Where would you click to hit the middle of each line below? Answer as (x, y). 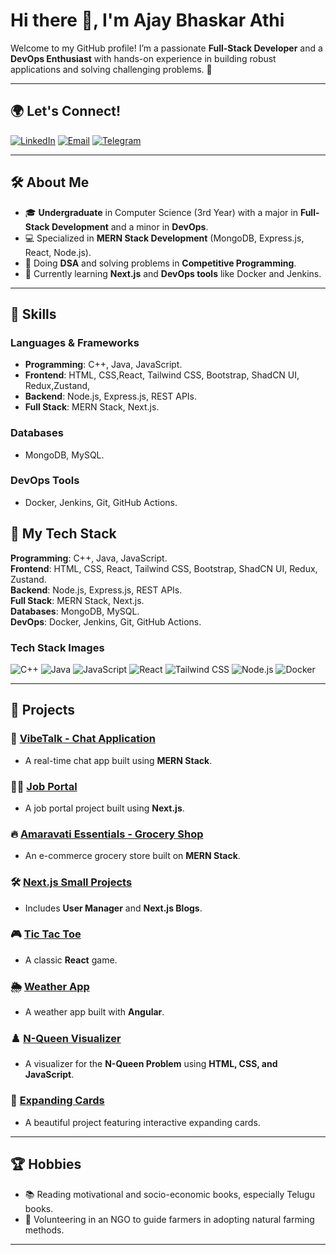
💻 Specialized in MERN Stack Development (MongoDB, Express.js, (164, 238)
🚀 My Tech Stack (63, 534)
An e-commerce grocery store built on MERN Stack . (132, 856)
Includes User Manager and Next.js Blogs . (113, 908)
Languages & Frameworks (75, 342)
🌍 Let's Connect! (66, 111)
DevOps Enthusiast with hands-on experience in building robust (143, 58)
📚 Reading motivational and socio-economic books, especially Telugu (169, 1194)
